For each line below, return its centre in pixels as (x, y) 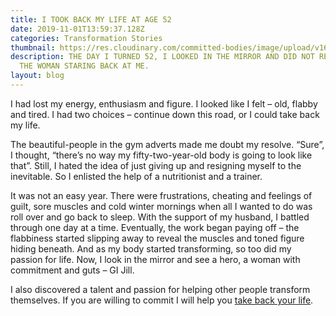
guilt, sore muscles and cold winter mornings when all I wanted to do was (161, 206)
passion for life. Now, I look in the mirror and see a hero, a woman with (155, 259)
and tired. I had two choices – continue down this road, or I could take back (165, 114)
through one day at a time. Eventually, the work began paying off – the (155, 227)
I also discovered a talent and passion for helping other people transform (160, 289)
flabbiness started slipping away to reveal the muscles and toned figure (157, 238)
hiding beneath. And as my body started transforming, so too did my (151, 248)
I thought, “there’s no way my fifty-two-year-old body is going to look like (161, 155)
